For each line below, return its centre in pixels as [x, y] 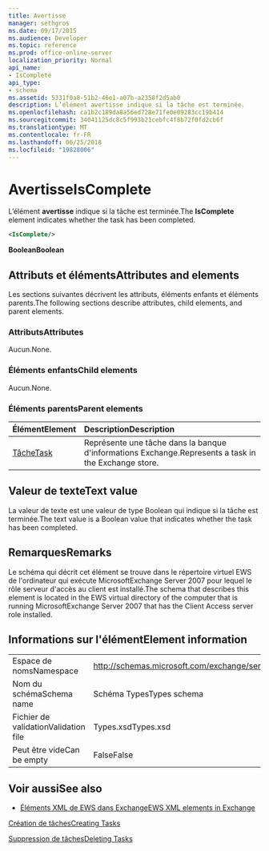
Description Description [129, 429]
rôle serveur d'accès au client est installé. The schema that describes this [129, 588]
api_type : [25, 82]
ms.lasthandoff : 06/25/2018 [55, 142]
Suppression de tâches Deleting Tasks [71, 839]
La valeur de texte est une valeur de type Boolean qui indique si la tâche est [133, 510]
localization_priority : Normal [60, 61]
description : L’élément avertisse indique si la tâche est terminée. [127, 105]
